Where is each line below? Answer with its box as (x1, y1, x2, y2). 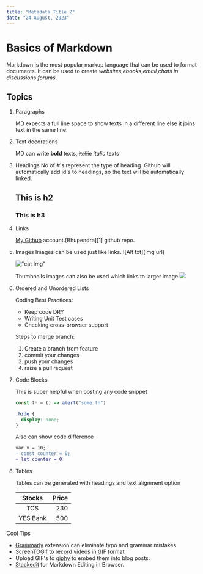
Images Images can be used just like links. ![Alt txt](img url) (15, 248, 165, 255)
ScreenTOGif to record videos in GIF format (15, 548, 125, 556)
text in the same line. (15, 126, 68, 134)
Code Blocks (15, 376, 48, 383)
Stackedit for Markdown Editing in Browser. (15, 561, 124, 569)
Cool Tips (6, 529, 31, 537)
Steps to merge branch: (15, 333, 75, 340)
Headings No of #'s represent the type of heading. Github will (15, 162, 171, 169)
